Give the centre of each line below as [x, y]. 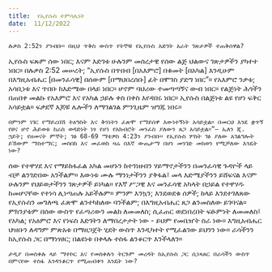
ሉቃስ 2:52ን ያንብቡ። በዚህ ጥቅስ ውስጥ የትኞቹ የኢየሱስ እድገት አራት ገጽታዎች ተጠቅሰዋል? [126, 45]
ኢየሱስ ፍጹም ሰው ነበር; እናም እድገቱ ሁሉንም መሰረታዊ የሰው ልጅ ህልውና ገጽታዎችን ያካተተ [133, 61]
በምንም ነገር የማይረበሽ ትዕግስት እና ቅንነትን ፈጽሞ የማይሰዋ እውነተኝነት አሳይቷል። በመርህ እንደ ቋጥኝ [136, 122]
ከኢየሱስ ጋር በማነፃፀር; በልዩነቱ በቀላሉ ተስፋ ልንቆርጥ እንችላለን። [96, 238]
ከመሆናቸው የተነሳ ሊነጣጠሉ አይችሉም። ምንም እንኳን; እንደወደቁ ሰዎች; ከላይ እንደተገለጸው [130, 192]
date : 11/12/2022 [39, 24]
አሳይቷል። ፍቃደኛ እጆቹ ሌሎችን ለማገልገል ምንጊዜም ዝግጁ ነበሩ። [95, 106]
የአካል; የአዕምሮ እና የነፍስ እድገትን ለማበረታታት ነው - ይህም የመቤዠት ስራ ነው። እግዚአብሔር [135, 220]
